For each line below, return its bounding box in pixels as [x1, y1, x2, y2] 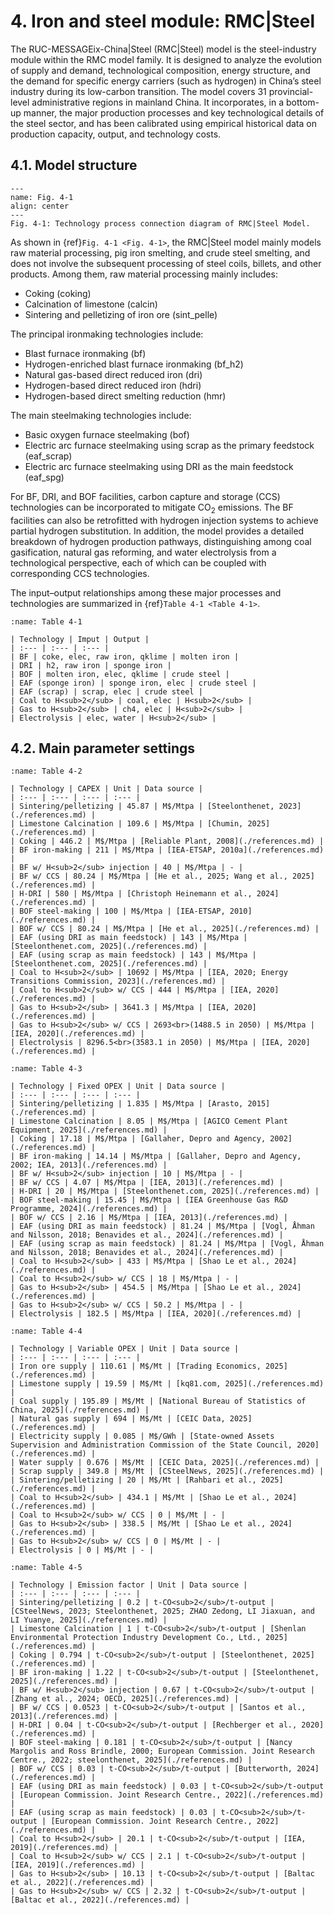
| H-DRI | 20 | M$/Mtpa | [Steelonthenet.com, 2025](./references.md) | [10, 1186, 320, 1197]
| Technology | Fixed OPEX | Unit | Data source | [10, 1081, 226, 1092]
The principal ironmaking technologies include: [10, 328, 204, 340]
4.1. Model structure [10, 157, 138, 174]
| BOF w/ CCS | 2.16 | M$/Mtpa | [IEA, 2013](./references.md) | [10, 1213, 288, 1223]
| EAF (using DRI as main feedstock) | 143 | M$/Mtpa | [10, 933, 248, 943]
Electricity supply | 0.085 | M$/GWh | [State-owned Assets [19, 1431, 275, 1442]
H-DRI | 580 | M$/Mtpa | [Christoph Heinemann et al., [19, 889, 253, 899]
